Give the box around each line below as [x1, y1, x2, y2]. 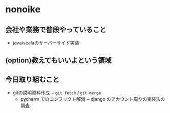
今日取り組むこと [5, 75, 60, 84]
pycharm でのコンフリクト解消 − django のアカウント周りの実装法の [20, 96, 165, 102]
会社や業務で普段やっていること [5, 25, 106, 34]
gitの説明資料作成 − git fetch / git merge [12, 89, 101, 96]
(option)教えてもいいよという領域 [5, 56, 112, 65]
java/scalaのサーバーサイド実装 [12, 40, 80, 46]
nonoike [5, 4, 41, 15]
